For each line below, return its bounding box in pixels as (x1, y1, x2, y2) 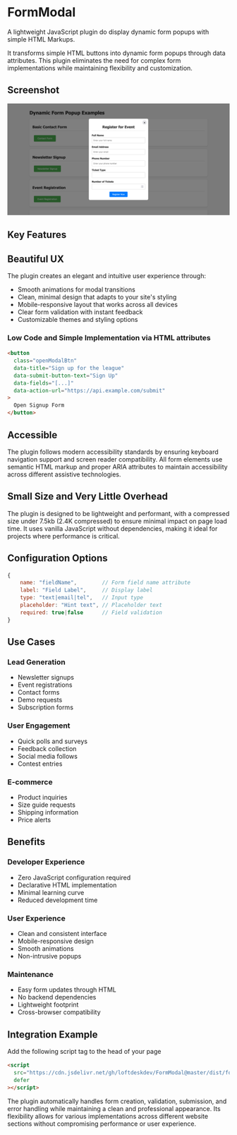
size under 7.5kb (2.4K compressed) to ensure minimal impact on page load (7, 517, 228, 525)
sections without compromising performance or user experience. (7, 1119, 196, 1128)
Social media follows (17, 752, 78, 760)
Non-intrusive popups (17, 951, 82, 960)
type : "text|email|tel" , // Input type (20, 594, 143, 601)
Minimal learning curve (17, 888, 85, 896)
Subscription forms (17, 703, 74, 711)
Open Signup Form (13, 402, 65, 409)
